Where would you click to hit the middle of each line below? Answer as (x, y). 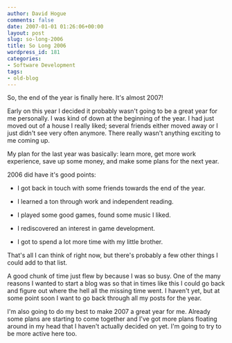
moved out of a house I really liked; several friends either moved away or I (113, 126)
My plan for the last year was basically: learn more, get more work (101, 154)
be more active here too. (42, 334)
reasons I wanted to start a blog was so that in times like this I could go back (116, 283)
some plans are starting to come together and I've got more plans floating (112, 319)
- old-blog (23, 78)
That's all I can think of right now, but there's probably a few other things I (113, 255)
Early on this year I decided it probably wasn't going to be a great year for (113, 111)
